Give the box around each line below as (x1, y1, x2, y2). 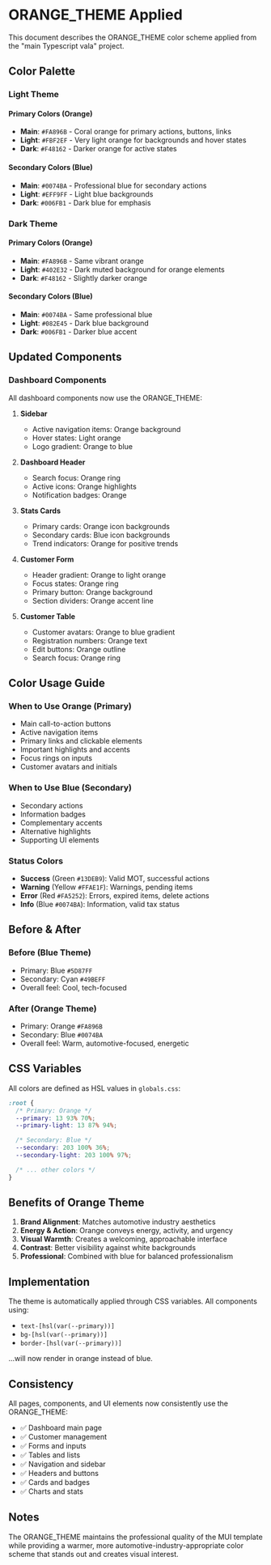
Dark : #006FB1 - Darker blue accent (19, 326, 138, 337)
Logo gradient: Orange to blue (32, 441, 133, 451)
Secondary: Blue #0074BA (19, 1029, 104, 1039)
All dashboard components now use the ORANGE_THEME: (8, 392, 202, 402)
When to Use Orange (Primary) (8, 700, 132, 711)
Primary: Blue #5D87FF (19, 965, 93, 975)
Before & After (8, 922, 82, 936)
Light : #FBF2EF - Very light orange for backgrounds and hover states (19, 135, 247, 145)
